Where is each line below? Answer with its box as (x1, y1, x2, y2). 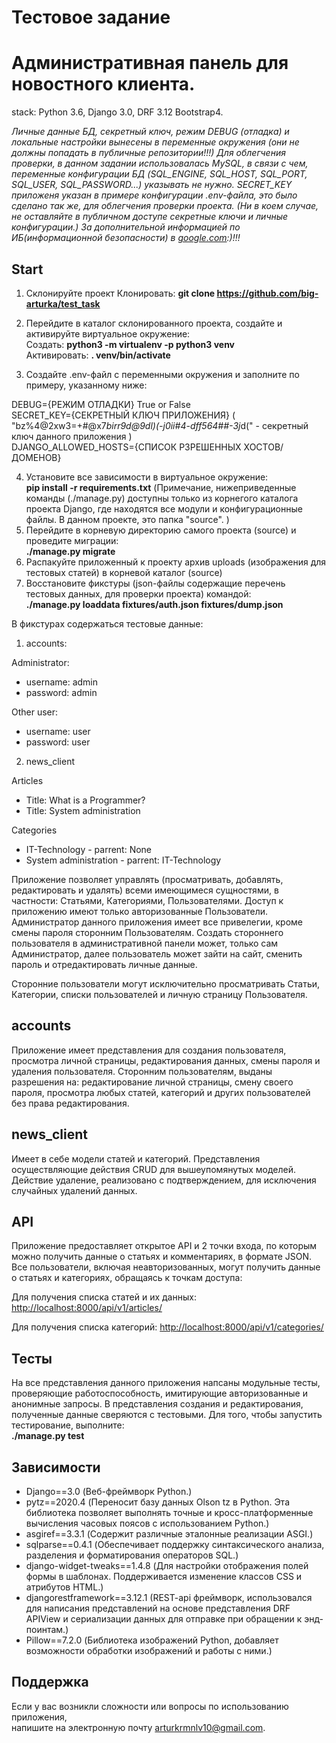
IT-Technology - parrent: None (25, 843, 153, 855)
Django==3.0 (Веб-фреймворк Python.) (25, 1486, 193, 1497)
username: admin (25, 676, 99, 688)
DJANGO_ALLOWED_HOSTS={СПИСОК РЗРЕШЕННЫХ (11, 441, 242, 453)
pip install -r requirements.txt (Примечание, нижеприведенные (25, 481, 297, 493)
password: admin (25, 686, 98, 698)
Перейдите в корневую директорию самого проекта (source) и (25, 524, 297, 536)
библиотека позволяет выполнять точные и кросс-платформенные (25, 1507, 314, 1518)
